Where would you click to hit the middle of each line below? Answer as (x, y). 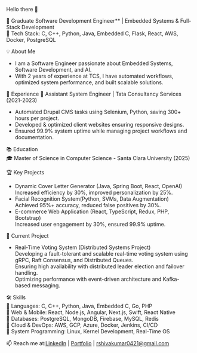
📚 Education (22, 149)
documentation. (34, 137)
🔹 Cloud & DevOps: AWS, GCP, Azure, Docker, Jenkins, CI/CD (82, 325)
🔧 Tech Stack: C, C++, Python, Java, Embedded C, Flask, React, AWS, (92, 33)
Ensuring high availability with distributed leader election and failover (100, 266)
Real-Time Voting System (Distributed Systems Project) (83, 247)
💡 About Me (21, 51)
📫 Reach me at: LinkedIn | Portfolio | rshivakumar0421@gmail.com (88, 343)
